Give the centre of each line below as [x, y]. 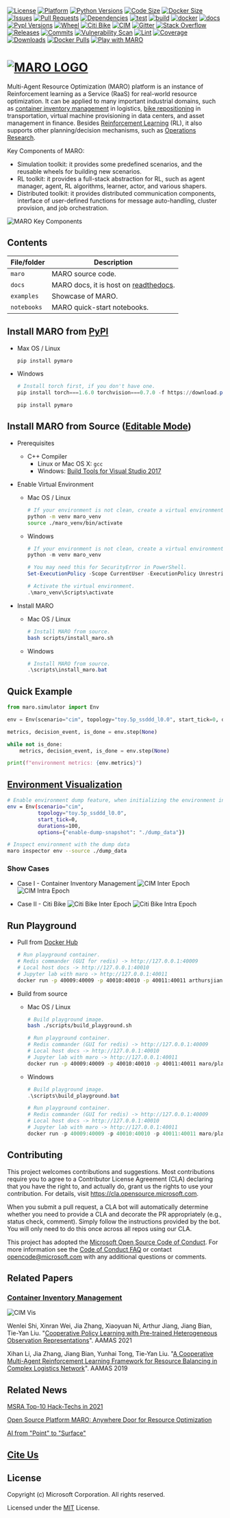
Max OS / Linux [38, 348]
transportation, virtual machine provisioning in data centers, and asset [106, 115]
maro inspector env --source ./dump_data [67, 851]
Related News [37, 1390]
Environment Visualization [65, 784]
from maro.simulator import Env [53, 707]
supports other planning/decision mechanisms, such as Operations [102, 130]
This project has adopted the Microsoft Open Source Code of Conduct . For [113, 1242]
